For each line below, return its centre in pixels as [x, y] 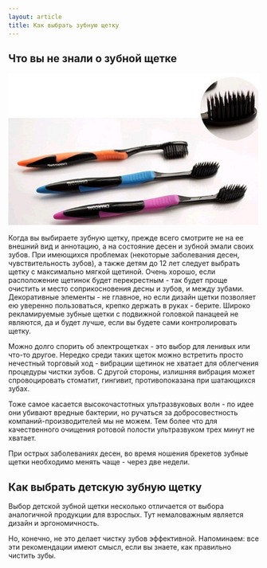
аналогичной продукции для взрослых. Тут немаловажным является [126, 515]
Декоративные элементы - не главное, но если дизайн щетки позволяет [132, 297]
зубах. [19, 389]
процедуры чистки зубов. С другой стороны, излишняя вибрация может [132, 372]
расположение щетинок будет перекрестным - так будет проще [118, 280]
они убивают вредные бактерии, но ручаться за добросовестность [123, 413]
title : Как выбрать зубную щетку [64, 25]
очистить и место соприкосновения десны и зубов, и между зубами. [126, 289]
